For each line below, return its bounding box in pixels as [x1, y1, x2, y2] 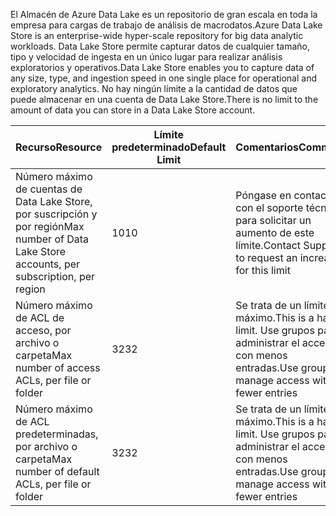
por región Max [15, 220, 85, 233]
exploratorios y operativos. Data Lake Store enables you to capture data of [10, 62, 315, 73]
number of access [15, 361, 101, 374]
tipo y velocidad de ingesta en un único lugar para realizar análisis [10, 51, 283, 63]
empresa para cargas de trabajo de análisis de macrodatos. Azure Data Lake [10, 19, 323, 31]
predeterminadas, [15, 427, 99, 441]
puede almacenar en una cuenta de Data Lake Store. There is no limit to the [10, 94, 319, 105]
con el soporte [235, 201, 304, 214]
